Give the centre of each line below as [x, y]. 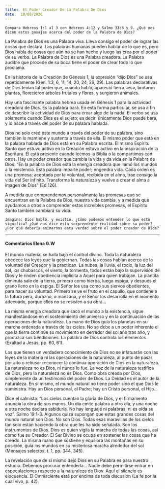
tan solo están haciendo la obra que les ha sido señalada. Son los [71, 424]
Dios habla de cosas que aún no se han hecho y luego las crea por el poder [82, 52]
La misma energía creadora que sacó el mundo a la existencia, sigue [74, 311]
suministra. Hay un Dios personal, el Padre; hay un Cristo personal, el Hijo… [82, 389]
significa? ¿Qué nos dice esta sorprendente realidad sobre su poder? [79, 224]
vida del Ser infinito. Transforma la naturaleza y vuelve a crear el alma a [77, 180]
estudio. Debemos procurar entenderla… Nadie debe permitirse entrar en [79, 465]
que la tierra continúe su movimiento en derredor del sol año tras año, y [78, 332]
